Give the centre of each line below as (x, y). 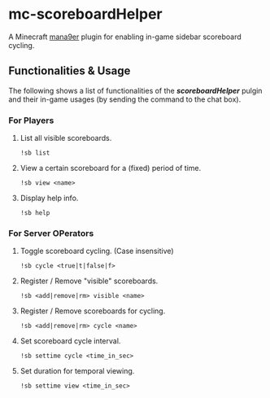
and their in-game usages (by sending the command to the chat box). (125, 99)
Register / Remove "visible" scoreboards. (89, 281)
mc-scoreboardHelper (85, 14)
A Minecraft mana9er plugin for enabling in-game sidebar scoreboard (125, 37)
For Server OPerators (51, 233)
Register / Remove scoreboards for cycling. (93, 311)
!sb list (35, 153)
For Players (31, 120)
